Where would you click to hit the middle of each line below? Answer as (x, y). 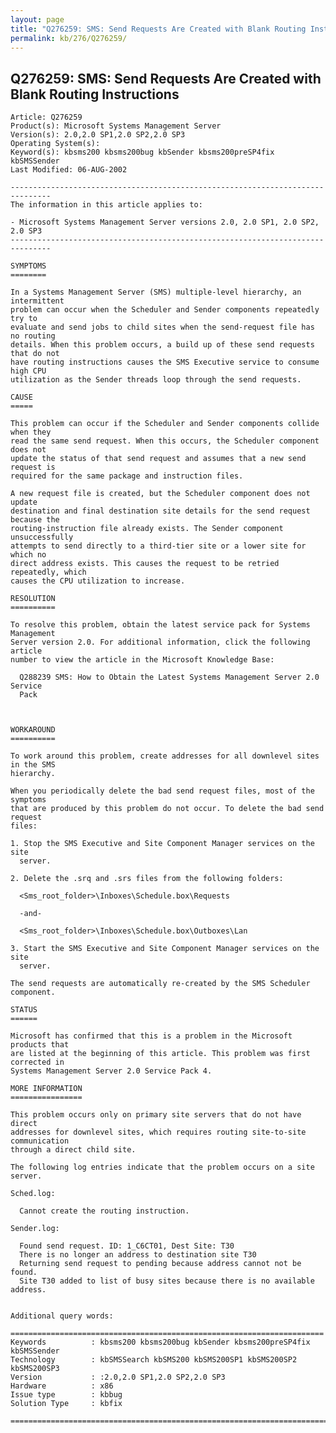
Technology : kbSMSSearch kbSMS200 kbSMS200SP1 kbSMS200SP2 (154, 1360)
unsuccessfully (42, 537)
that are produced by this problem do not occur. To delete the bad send (167, 809)
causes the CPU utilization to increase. (98, 581)
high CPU (28, 371)
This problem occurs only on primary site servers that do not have (156, 1115)
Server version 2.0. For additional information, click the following (160, 642)
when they (31, 432)
